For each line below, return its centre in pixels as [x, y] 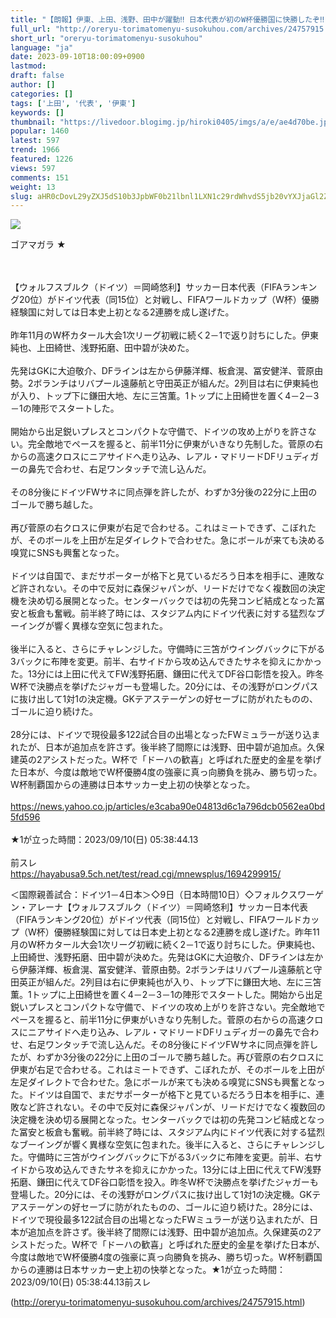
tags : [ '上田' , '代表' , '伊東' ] [73, 103]
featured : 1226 [42, 159]
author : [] [33, 85]
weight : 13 [33, 187]
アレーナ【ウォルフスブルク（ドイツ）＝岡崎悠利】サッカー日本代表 [167, 907]
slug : [21, 196]
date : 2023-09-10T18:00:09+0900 [77, 57]
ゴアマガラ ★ [38, 245]
